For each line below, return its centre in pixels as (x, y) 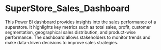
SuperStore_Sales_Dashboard (67, 8)
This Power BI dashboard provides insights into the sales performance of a (80, 22)
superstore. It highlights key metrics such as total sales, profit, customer (78, 27)
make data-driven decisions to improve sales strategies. (62, 42)
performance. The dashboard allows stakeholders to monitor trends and (78, 37)
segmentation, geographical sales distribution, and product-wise (70, 32)
